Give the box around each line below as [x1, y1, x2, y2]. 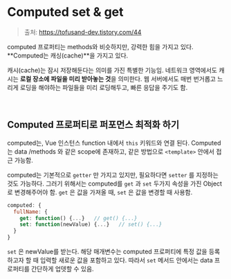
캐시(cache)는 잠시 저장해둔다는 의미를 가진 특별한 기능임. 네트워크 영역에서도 [7, 66, 218, 74]
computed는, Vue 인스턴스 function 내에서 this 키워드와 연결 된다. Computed [7, 138, 221, 147]
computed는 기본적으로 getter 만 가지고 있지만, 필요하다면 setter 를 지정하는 [7, 170, 219, 179]
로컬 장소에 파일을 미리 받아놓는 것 [19, 74, 111, 83]
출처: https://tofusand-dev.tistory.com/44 [24, 28, 142, 36]
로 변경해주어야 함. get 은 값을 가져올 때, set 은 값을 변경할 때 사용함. [7, 188, 193, 196]
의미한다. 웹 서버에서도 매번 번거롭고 [118, 74, 216, 83]
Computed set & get [7, 4, 124, 20]
